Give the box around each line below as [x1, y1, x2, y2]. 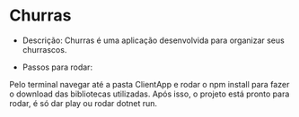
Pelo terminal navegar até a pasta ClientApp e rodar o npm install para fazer [9, 79, 290, 89]
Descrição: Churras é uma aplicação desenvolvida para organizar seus [22, 35, 285, 46]
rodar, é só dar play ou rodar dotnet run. [9, 97, 158, 108]
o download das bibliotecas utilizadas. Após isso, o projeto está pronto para [9, 88, 290, 99]
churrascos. [22, 44, 67, 54]
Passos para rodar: [22, 62, 92, 72]
